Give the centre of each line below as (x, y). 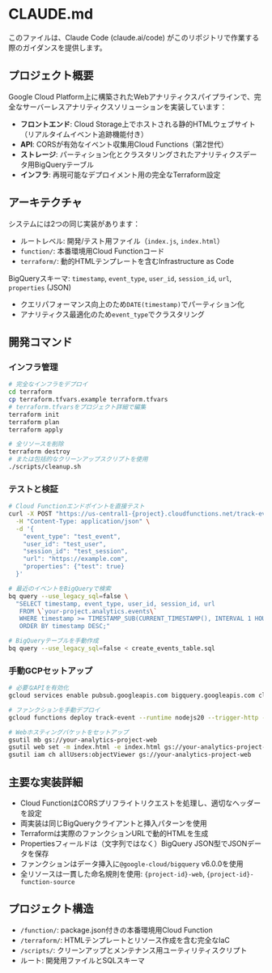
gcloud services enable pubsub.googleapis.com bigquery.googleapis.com (132, 696)
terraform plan (34, 422)
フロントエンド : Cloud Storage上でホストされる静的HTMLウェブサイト (138, 124)
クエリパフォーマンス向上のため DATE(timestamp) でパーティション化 (132, 304)
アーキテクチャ (45, 203)
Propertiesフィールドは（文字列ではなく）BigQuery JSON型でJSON (134, 843)
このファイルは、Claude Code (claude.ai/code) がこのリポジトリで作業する (134, 37)
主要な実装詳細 (46, 782)
